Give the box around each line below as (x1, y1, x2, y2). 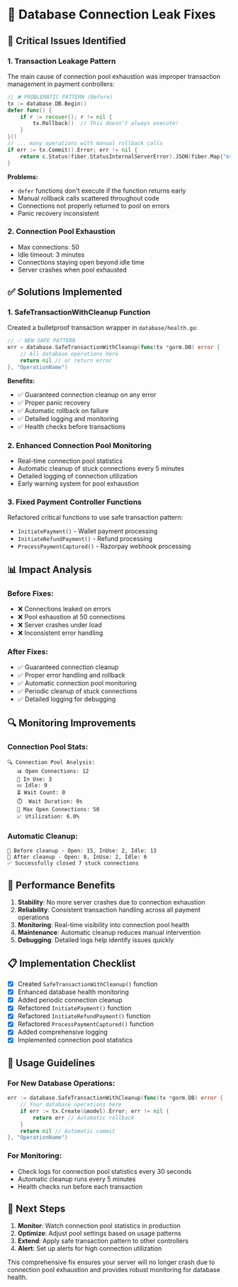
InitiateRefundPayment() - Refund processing (17, 535, 153, 543)
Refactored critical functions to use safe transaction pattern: (7, 513, 183, 522)
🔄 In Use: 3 (16, 776, 52, 783)
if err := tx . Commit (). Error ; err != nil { (7, 146, 138, 154)
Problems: (7, 172, 39, 181)
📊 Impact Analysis (7, 563, 92, 575)
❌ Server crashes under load (17, 621, 103, 629)
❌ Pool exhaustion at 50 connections (17, 613, 125, 621)
